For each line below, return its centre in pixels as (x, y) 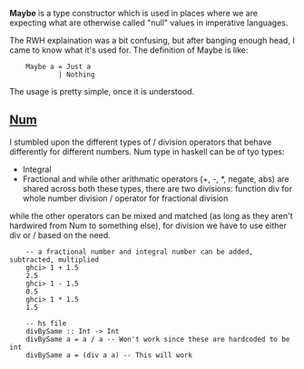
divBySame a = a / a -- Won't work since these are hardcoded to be (158, 339)
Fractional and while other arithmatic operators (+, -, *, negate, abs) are (156, 179)
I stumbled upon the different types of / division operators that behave (141, 142)
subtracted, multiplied (54, 259)
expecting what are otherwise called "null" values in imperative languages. (149, 23)
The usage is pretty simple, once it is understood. (102, 91)
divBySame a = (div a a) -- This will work (109, 355)
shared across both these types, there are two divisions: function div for (157, 188)
